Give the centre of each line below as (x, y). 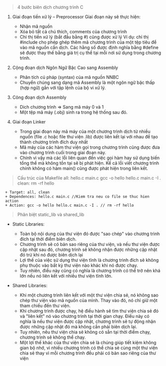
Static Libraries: (28, 224)
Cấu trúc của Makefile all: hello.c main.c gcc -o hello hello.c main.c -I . (89, 178)
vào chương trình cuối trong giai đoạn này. (63, 152)
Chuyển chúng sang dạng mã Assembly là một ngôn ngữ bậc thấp (87, 82)
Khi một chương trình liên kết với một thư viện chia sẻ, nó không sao (89, 295)
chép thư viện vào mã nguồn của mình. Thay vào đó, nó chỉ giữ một (88, 300)
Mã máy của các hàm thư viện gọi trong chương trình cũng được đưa (90, 147)
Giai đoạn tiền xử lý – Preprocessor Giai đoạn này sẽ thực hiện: (76, 17)
